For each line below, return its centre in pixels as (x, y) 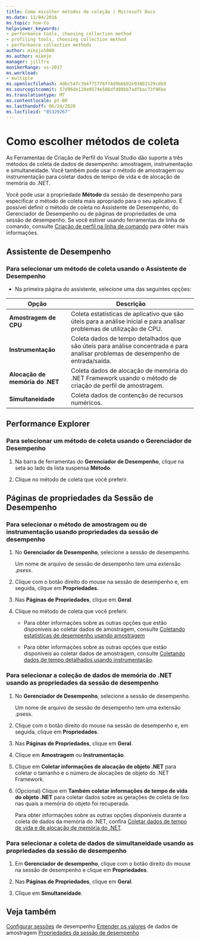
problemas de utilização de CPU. (116, 329)
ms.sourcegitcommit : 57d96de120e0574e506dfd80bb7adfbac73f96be (86, 90)
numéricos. (86, 403)
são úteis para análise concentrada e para (129, 346)
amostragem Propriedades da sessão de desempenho (73, 932)
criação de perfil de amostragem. (117, 386)
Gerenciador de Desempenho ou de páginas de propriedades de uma (91, 214)
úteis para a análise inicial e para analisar (128, 321)
